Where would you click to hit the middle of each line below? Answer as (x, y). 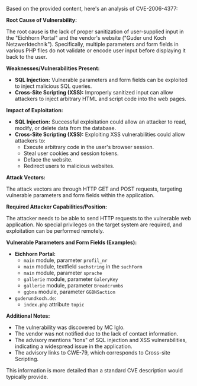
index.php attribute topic (54, 304)
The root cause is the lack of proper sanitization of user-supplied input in (95, 31)
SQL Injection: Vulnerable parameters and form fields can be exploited (101, 80)
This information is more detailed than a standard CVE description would (95, 370)
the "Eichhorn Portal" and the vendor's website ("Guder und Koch (86, 38)
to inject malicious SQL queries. (53, 86)
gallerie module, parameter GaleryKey (71, 279)
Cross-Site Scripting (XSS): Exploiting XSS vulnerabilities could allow (100, 134)
